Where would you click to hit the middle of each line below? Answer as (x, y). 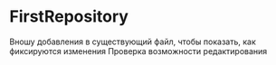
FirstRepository (69, 17)
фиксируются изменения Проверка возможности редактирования (138, 51)
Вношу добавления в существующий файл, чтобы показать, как (133, 42)
